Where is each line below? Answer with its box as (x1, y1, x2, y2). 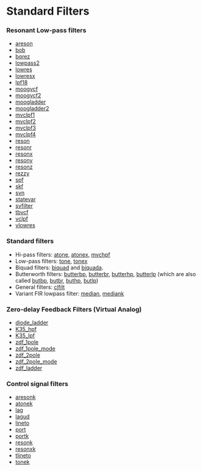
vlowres (15, 222, 35, 229)
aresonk (15, 393, 36, 401)
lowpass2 (15, 59, 40, 67)
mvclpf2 (15, 118, 37, 125)
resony (15, 157, 33, 164)
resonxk (15, 445, 36, 453)
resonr (15, 144, 32, 151)
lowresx (15, 72, 35, 80)
